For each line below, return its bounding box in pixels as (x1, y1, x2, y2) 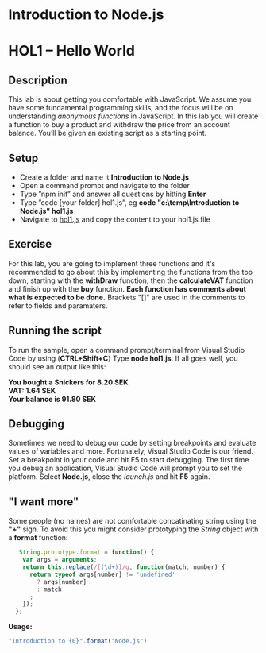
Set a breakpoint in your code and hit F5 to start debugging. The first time (8, 455, 249, 465)
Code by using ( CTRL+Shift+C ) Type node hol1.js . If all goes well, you (8, 354, 238, 363)
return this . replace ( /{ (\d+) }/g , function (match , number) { (22, 563, 226, 571)
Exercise (8, 238, 52, 251)
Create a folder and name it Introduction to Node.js (19, 172, 189, 182)
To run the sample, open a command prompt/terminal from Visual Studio (8, 345, 245, 354)
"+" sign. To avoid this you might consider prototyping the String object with (8, 524, 259, 534)
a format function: (8, 533, 68, 543)
